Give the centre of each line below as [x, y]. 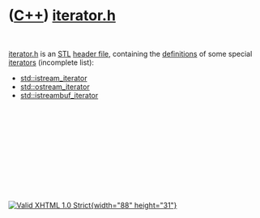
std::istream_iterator [53, 78]
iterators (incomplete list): [51, 62]
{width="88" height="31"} [134, 205]
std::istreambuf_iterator [59, 95]
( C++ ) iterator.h [62, 16]
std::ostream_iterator [55, 87]
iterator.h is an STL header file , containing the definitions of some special [130, 53]
